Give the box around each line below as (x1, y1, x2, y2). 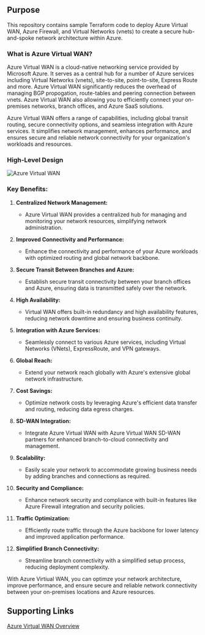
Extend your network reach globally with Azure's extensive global (24, 368, 191, 376)
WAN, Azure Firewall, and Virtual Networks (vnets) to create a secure (7, 28, 182, 35)
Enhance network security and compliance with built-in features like (24, 496, 197, 503)
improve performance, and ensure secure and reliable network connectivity (7, 582, 198, 589)
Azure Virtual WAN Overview (7, 622, 80, 629)
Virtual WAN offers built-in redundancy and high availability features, (24, 308, 198, 315)
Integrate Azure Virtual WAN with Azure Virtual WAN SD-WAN (24, 429, 181, 436)
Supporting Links (7, 606, 74, 617)
